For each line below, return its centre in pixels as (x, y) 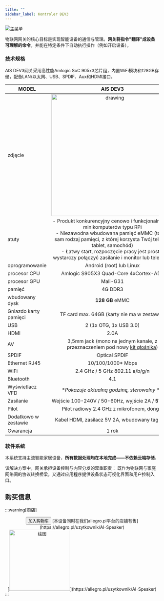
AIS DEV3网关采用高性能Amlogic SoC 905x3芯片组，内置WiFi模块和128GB (80, 70)
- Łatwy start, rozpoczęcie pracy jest (104, 251)
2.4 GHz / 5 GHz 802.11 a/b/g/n (112, 371)
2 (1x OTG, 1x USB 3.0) (113, 325)
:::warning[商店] (21, 510)
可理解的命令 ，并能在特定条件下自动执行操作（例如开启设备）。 (68, 45)
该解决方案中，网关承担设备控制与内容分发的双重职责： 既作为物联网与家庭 (81, 468)
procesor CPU (24, 273)
